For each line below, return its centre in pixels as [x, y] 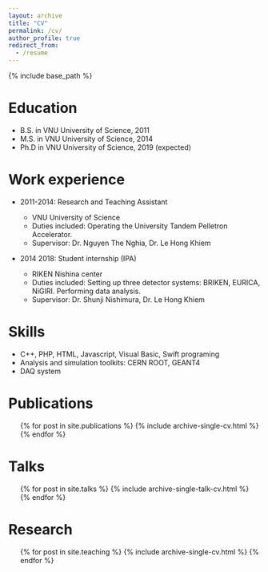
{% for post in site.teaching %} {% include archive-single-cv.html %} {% [140, 552]
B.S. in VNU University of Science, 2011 [84, 130]
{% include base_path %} [50, 76]
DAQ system [40, 371]
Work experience [67, 180]
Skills [27, 332]
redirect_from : [34, 46]
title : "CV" [28, 23]
